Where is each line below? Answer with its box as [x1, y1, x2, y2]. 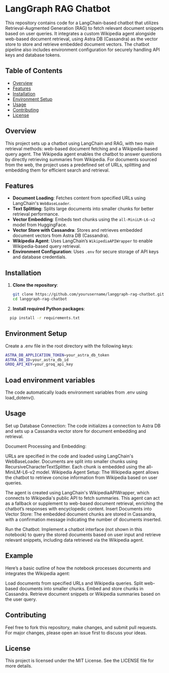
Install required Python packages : [12, 305, 85, 312]
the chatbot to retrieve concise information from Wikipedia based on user [5, 474, 158, 480]
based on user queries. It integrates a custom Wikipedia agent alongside [5, 30, 156, 36]
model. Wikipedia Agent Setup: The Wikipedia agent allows [36, 469, 159, 475]
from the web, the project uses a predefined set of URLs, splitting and [5, 162, 150, 168]
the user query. [5, 596, 37, 602]
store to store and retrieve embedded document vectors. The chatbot [5, 41, 150, 47]
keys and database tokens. [5, 51, 62, 58]
